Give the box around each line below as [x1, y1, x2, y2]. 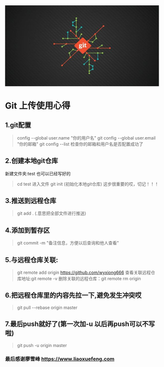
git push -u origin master [17, 342, 67, 348]
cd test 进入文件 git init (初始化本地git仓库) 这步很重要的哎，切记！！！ [17, 181, 159, 187]
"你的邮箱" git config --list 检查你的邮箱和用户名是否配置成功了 [17, 141, 143, 147]
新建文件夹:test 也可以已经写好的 [5, 170, 71, 176]
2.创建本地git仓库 [5, 157, 58, 165]
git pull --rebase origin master [17, 305, 78, 310]
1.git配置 [5, 121, 31, 129]
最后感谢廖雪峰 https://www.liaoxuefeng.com [5, 355, 115, 362]
